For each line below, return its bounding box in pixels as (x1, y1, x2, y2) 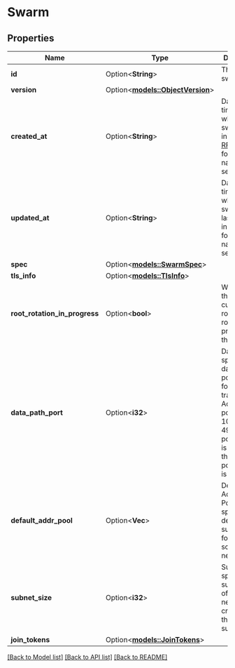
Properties (7, 32, 55, 44)
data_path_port (10, 408, 63, 417)
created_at (10, 131, 48, 141)
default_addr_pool (10, 516, 73, 525)
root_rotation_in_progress (10, 309, 99, 318)
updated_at (10, 213, 50, 222)
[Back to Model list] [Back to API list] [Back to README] (7, 653, 168, 661)
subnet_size (10, 593, 52, 602)
